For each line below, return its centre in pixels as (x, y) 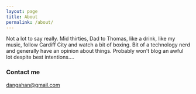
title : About (22, 17)
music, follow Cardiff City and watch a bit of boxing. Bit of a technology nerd (98, 45)
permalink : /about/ (30, 22)
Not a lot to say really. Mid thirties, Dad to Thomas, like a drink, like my (91, 39)
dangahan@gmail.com (33, 85)
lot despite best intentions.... (40, 57)
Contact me (23, 72)
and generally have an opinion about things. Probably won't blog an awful (95, 51)
